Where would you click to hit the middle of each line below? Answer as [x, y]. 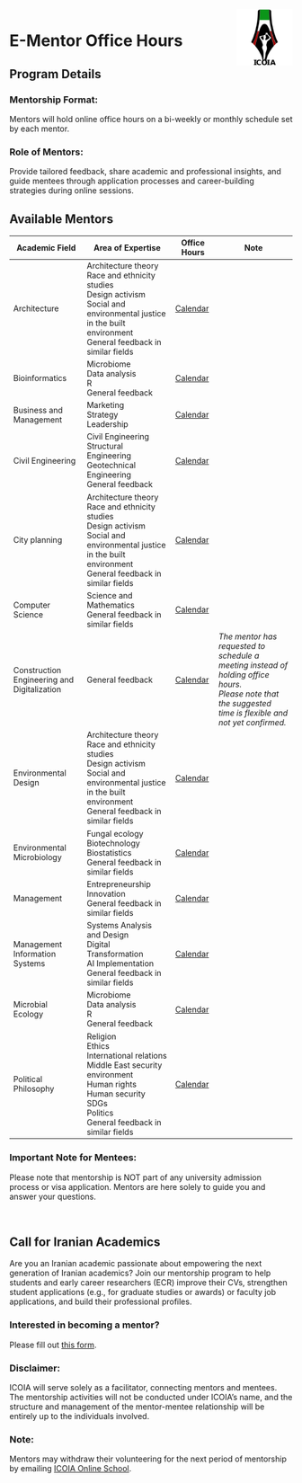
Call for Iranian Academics [85, 1242]
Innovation [106, 893]
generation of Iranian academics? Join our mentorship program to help [140, 1273]
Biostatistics [109, 852]
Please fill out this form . [53, 1345]
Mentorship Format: [54, 100]
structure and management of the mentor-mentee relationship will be [137, 1407]
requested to [242, 646]
